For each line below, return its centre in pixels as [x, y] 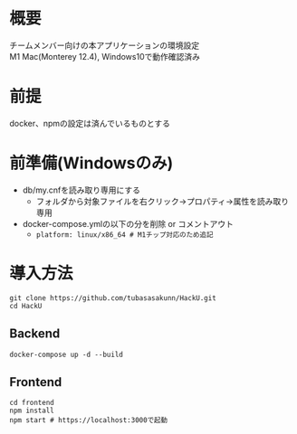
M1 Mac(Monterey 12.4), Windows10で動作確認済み [105, 56]
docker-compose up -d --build [67, 354]
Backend [35, 334]
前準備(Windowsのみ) [91, 163]
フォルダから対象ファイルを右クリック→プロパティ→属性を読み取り [163, 201]
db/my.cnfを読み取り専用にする [81, 190]
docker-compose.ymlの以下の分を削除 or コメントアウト [128, 223]
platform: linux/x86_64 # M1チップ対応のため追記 [125, 235]
